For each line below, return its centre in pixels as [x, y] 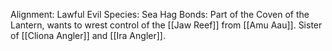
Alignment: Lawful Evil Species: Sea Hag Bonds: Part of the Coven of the [160, 14]
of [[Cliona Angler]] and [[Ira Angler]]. [88, 35]
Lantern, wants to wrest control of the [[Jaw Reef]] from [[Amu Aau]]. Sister [166, 25]
